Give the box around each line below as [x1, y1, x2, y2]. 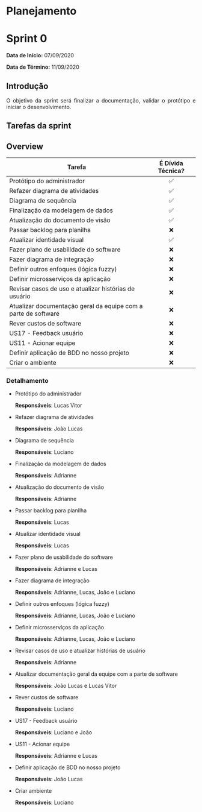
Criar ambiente [14, 787, 52, 795]
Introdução [6, 81, 49, 91]
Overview [6, 141, 44, 151]
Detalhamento [6, 377, 49, 385]
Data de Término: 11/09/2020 [6, 63, 79, 71]
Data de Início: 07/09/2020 [6, 52, 74, 59]
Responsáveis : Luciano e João [14, 729, 92, 736]
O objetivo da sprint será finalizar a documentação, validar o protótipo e [6, 96, 196, 104]
